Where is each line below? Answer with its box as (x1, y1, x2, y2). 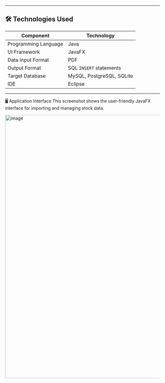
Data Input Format (7, 56, 49, 63)
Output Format (7, 64, 41, 71)
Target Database (7, 72, 46, 79)
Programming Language (7, 40, 63, 47)
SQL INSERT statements (68, 64, 121, 71)
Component (21, 32, 50, 39)
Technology (86, 32, 115, 39)
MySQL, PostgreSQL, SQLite (68, 72, 134, 79)
